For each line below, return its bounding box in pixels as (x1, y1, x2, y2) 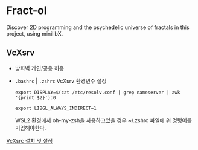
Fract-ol (6, 4, 47, 18)
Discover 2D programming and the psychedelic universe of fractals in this (6, 24, 190, 31)
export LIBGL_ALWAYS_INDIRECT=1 (14, 105, 97, 111)
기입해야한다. (14, 124, 46, 131)
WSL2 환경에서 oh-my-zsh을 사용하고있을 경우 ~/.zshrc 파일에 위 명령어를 (14, 116, 192, 124)
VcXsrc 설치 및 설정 (6, 137, 53, 144)
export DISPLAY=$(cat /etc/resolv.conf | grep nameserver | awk (14, 89, 180, 96)
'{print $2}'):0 (14, 94, 56, 100)
